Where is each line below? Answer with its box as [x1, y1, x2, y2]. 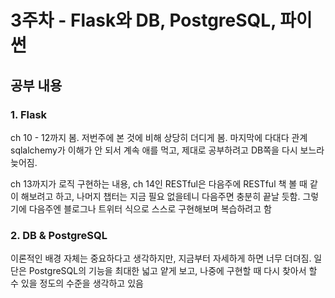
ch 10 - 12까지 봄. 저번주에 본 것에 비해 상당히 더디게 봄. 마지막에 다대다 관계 [10, 131, 308, 143]
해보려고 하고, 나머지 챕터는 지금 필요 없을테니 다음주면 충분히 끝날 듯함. [20, 190, 301, 202]
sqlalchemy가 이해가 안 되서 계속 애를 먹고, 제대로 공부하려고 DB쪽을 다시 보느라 [10, 144, 325, 156]
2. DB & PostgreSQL [10, 228, 108, 242]
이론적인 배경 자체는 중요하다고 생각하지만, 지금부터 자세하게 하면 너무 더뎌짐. [10, 252, 312, 265]
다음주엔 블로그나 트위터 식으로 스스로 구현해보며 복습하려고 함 [28, 202, 272, 215]
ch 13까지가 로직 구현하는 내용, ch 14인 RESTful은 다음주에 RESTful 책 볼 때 [10, 177, 308, 190]
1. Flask [10, 107, 48, 121]
